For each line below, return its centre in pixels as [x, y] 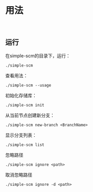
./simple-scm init [25, 105]
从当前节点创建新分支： [30, 115]
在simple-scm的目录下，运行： [38, 56]
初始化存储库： [21, 95]
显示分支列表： [21, 135]
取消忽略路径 [19, 175]
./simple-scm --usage [28, 85]
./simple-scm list [25, 145]
